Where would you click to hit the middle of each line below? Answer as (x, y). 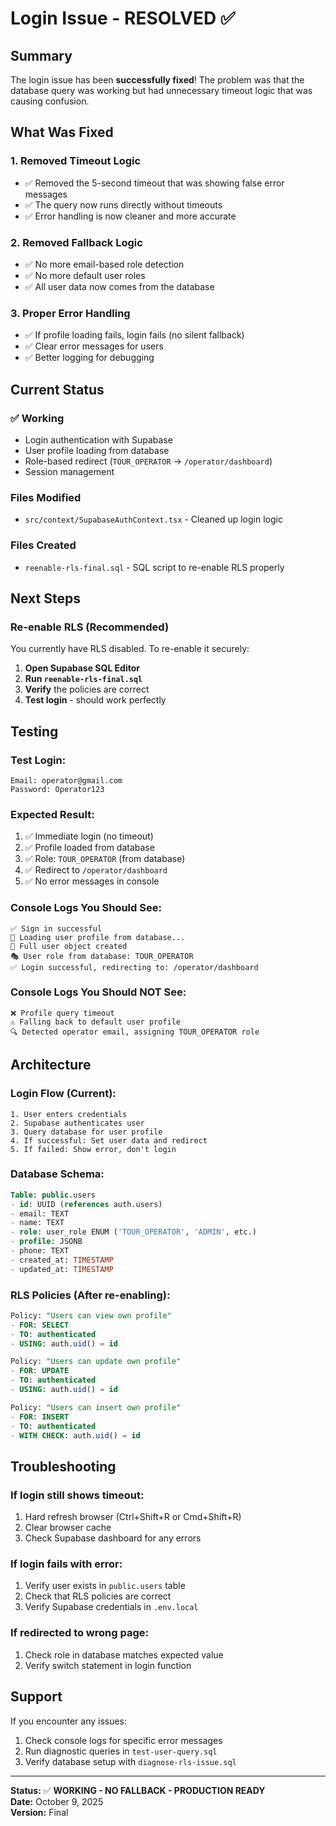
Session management (69, 471)
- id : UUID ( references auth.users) (86, 1204)
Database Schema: (57, 1174)
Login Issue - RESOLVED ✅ (123, 18)
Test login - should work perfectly (95, 700)
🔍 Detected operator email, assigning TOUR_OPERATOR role (135, 1032)
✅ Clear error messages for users (94, 346)
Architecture (51, 1065)
